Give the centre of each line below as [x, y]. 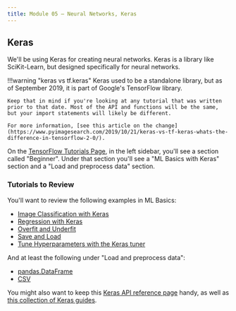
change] [167, 126]
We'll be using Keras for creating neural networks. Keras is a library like [111, 59]
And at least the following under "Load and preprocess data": [96, 257]
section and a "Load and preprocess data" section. [81, 166]
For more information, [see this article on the [80, 126]
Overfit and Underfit [46, 229]
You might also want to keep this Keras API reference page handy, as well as [118, 292]
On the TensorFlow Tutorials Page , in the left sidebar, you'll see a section [113, 151]
